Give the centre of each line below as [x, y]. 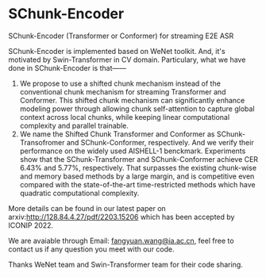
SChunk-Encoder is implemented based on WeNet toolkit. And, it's [117, 51]
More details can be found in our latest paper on [87, 208]
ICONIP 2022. [31, 225]
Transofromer [42, 142]
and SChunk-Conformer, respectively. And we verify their [160, 142]
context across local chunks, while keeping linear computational [125, 117]
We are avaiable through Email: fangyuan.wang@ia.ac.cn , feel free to [121, 240]
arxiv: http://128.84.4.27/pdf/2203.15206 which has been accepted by [121, 217]
